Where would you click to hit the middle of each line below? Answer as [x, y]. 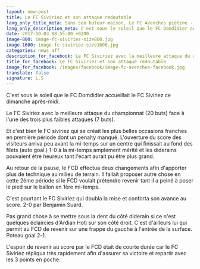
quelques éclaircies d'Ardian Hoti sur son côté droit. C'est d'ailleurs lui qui [97, 223]
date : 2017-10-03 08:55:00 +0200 [48, 34]
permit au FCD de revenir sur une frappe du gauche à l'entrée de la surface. [99, 229]
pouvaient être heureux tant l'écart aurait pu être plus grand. [80, 156]
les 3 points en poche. [33, 259]
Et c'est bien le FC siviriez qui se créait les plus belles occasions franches [97, 131]
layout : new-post [28, 12]
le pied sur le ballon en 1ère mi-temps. [53, 187]
